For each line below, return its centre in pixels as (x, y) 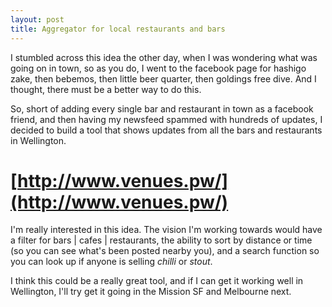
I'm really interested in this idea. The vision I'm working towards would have (166, 230)
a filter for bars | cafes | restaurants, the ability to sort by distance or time (161, 240)
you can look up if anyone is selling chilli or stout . (111, 262)
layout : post (37, 19)
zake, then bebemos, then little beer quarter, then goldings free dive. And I (163, 78)
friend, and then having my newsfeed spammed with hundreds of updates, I (166, 119)
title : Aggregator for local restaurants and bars (118, 29)
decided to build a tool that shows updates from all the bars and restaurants (166, 130)
